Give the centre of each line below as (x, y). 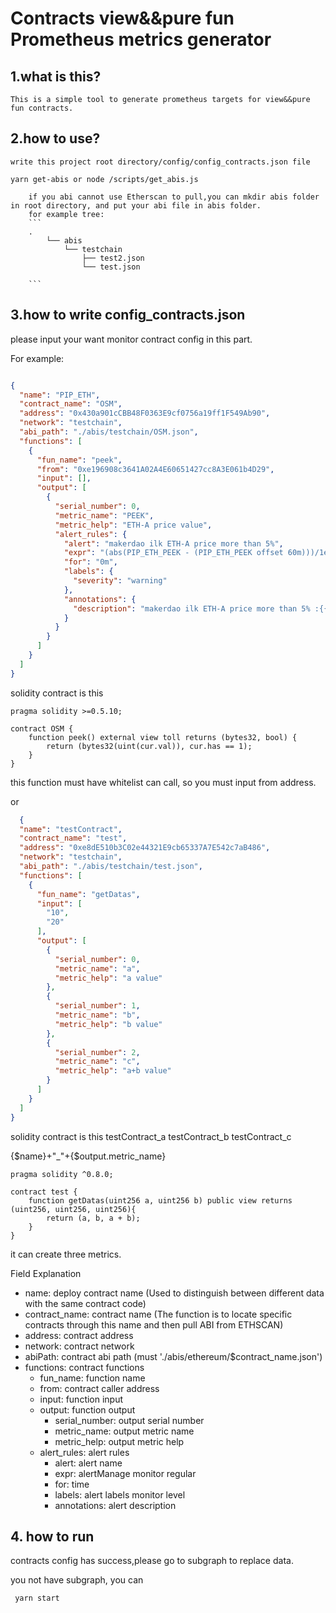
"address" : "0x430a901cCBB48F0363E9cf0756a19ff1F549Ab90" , (145, 413)
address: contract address (79, 1335)
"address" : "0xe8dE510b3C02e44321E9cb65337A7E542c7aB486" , (145, 848)
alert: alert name (88, 1463)
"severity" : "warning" (120, 581)
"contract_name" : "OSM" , (71, 404)
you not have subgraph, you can (77, 1580)
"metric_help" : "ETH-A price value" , (133, 525)
